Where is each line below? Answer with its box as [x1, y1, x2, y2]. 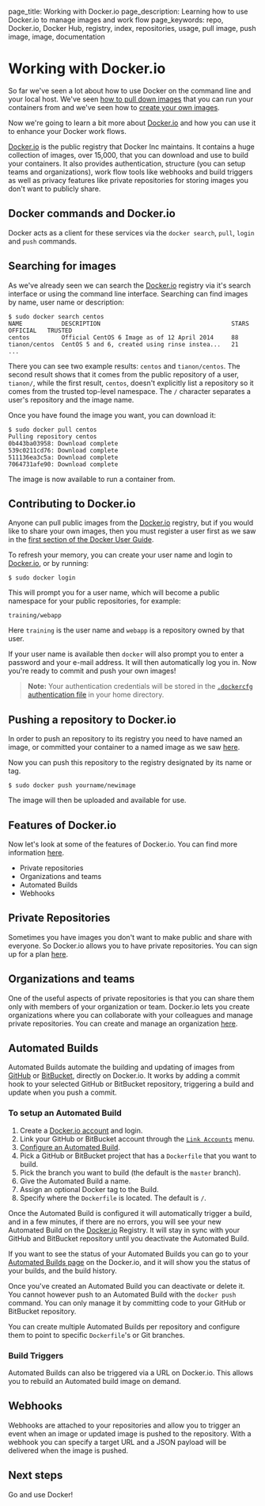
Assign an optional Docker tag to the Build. [19, 1184, 160, 1194]
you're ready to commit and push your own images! [8, 666, 176, 676]
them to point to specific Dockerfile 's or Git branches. [8, 1330, 185, 1340]
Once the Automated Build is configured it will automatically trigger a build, [8, 1208, 252, 1217]
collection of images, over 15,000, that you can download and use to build [8, 150, 249, 159]
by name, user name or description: [8, 297, 124, 307]
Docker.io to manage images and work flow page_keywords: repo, [8, 15, 224, 25]
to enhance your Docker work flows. [8, 126, 127, 136]
